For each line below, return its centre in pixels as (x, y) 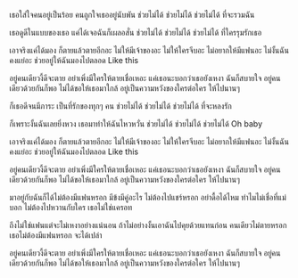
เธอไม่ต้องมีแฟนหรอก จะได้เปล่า (56, 235)
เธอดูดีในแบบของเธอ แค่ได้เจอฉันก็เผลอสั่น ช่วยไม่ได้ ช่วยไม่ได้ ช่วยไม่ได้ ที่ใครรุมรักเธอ (136, 33)
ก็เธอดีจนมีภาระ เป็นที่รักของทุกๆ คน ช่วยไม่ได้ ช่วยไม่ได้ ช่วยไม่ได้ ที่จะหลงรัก (120, 106)
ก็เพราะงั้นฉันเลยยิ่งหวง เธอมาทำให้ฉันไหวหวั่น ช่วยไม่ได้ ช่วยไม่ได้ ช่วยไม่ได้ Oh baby (136, 124)
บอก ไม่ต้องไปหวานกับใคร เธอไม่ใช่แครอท (71, 207)
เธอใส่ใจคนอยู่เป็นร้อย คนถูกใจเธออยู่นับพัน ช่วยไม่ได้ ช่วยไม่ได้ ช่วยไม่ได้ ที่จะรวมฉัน (132, 15)
